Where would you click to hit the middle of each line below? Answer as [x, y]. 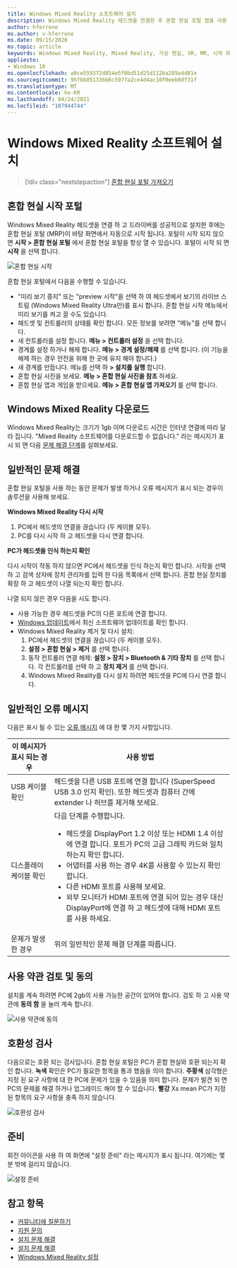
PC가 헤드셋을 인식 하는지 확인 [49, 551]
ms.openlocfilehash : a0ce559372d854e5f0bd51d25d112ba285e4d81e [102, 73]
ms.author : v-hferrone [41, 34]
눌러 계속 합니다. [71, 1004]
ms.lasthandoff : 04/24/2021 [49, 100]
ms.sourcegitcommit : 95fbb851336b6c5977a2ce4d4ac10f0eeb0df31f [102, 80]
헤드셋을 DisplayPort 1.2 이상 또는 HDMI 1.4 [137, 834]
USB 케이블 [29, 787]
